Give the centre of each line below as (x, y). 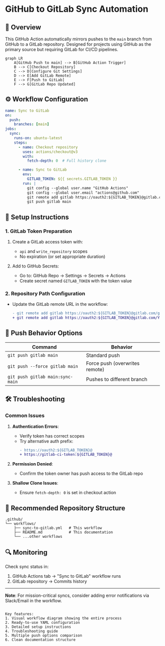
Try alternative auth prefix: (46, 441)
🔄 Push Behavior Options (44, 333)
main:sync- (60, 377)
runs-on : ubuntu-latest (38, 138)
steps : (21, 143)
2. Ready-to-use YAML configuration (42, 622)
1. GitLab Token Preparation (39, 231)
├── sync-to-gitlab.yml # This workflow (58, 528)
